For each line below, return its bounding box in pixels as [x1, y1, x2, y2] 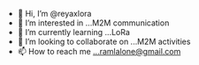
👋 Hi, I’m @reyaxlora [17, 9, 92, 18]
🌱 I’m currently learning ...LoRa [17, 27, 131, 37]
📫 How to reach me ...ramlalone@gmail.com [17, 47, 181, 56]
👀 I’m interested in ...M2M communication [17, 18, 170, 28]
